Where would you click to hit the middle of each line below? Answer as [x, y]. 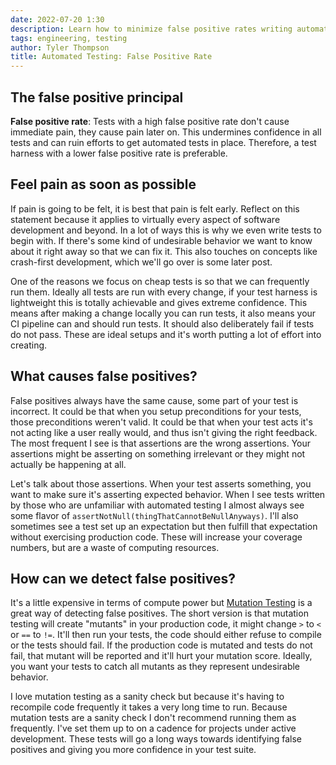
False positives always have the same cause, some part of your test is [154, 400]
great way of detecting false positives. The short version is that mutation [159, 613]
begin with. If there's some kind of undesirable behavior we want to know [161, 240]
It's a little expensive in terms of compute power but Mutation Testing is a [161, 603]
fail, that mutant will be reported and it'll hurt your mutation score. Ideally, [161, 656]
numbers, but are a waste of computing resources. [115, 547]
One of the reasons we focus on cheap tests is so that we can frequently [160, 281]
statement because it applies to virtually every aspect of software [145, 219]
